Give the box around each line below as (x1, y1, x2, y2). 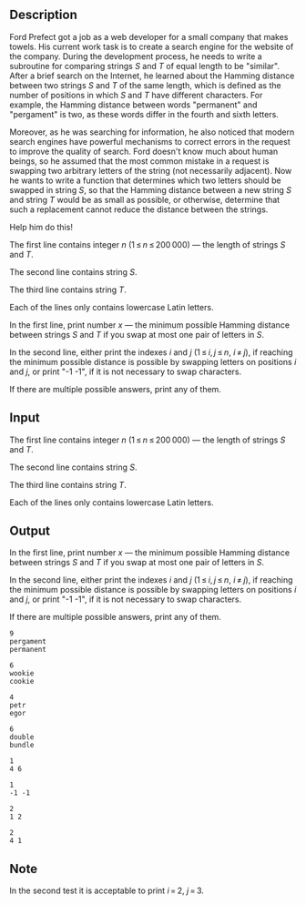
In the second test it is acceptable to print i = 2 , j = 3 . (9, 885, 205, 896)
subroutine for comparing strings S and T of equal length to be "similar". (9, 60, 280, 71)
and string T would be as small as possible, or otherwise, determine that (9, 194, 280, 205)
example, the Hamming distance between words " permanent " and (9, 99, 258, 110)
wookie (9, 669, 35, 678)
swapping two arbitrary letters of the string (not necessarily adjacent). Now (9, 165, 292, 176)
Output (9, 524, 50, 539)
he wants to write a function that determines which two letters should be (9, 175, 281, 186)
